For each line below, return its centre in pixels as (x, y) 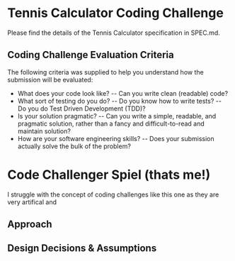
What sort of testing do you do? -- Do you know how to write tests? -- (119, 101)
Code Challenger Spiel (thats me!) (109, 174)
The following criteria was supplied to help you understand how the (105, 72)
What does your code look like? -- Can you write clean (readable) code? (123, 93)
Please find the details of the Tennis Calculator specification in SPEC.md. (114, 33)
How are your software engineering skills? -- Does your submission (116, 138)
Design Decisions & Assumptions (82, 249)
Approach (30, 224)
